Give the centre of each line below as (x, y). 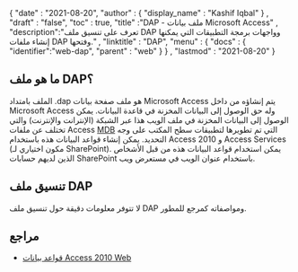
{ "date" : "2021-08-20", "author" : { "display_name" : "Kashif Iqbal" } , (139, 13)
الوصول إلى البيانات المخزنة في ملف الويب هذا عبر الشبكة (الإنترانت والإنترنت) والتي (149, 119)
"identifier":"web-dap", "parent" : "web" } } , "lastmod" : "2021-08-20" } (142, 51)
